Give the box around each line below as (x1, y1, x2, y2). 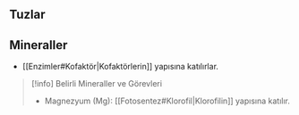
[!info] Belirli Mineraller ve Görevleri (30, 78, 163, 89)
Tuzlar (9, 7, 47, 22)
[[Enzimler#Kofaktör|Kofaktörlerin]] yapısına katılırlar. (21, 62, 219, 72)
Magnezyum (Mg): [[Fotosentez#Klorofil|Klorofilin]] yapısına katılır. (44, 95, 291, 106)
